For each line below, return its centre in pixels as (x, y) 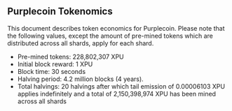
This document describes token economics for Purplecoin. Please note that (116, 28)
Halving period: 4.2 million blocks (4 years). (80, 79)
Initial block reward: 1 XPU (55, 64)
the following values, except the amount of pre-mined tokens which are (110, 36)
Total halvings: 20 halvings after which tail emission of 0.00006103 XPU (121, 86)
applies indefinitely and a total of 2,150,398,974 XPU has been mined (116, 94)
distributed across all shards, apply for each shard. (81, 43)
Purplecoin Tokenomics (60, 12)
